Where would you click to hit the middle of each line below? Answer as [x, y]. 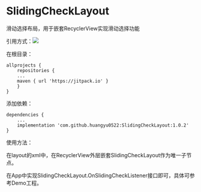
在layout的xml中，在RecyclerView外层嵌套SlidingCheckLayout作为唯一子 [97, 155]
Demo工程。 [26, 183]
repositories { [36, 70]
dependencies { [25, 115]
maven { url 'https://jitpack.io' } [63, 81]
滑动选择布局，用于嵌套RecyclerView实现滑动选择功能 [73, 28]
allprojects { [24, 65]
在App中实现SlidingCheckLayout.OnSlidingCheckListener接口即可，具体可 [98, 175]
